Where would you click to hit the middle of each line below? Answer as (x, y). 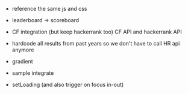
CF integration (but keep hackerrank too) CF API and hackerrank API (97, 32)
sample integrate (33, 73)
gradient (22, 61)
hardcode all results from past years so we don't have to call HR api (96, 43)
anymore (23, 50)
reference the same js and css (49, 9)
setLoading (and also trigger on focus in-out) (68, 84)
